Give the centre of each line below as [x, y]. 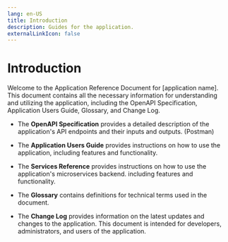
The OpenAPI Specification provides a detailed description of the [113, 124]
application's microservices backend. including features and [105, 174]
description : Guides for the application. [71, 27]
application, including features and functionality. [88, 153]
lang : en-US [25, 14]
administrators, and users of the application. [82, 231]
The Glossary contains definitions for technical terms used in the [112, 195]
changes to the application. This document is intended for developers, [120, 224]
